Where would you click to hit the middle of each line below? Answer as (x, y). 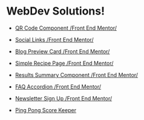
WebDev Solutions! (55, 11)
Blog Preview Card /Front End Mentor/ (62, 51)
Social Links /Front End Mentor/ (54, 39)
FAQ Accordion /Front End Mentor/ (58, 87)
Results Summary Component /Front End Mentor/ (76, 75)
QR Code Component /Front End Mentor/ (66, 28)
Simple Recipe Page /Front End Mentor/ (64, 63)
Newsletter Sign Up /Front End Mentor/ (64, 98)
